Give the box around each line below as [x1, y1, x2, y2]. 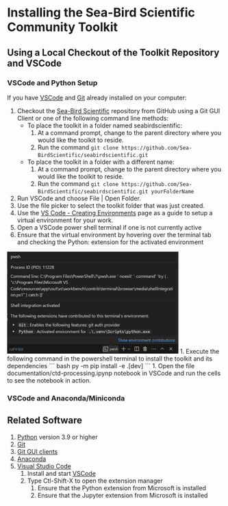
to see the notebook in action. [7, 376, 91, 385]
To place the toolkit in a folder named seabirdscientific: [27, 121, 183, 130]
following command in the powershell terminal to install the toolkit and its [7, 354, 213, 363]
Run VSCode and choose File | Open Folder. [16, 194, 142, 202]
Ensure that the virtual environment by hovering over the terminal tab [16, 230, 212, 239]
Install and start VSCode [27, 469, 96, 477]
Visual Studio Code [16, 461, 72, 470]
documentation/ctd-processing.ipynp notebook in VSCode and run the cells [7, 369, 221, 378]
